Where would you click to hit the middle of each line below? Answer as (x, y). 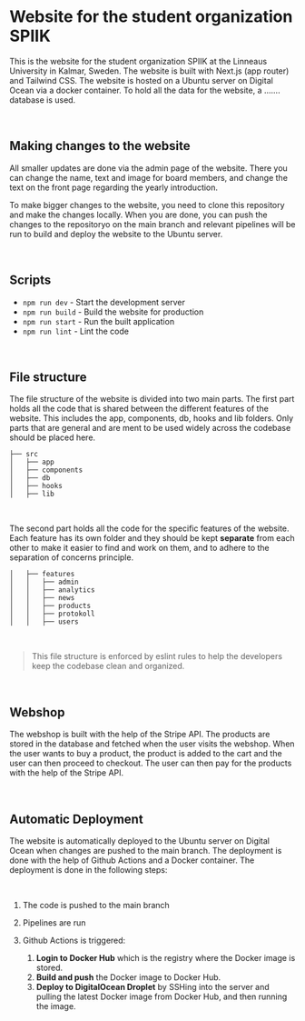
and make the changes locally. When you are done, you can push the (138, 215)
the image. (56, 1006)
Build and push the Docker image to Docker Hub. (128, 977)
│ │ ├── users (44, 622)
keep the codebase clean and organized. (108, 666)
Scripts (30, 280)
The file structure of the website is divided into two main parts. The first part (152, 399)
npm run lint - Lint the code (76, 331)
